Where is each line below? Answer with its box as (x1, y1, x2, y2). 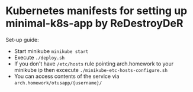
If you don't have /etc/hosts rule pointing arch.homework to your (14, 60, 174, 67)
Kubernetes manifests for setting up (5, 4, 188, 18)
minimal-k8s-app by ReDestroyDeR (5, 17, 184, 30)
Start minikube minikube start (14, 47, 89, 54)
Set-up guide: (5, 36, 39, 43)
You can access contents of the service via (14, 73, 120, 80)
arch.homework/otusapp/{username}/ (14, 80, 102, 86)
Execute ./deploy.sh (14, 54, 65, 61)
